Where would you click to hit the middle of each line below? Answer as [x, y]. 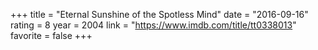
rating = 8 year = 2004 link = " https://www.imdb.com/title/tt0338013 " [153, 25]
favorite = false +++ [51, 35]
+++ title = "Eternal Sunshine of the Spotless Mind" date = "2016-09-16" [159, 14]
